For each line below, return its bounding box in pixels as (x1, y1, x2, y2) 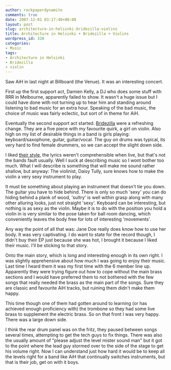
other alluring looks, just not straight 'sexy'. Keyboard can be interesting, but (5, 200, 166, 206)
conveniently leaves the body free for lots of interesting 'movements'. (5, 216, 152, 223)
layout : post (5, 21, 33, 27)
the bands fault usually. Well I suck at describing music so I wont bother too (5, 157, 164, 164)
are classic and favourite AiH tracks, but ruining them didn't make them (5, 285, 155, 291)
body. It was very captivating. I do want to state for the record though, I (5, 231, 155, 238)
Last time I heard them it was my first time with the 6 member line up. (5, 263, 151, 269)
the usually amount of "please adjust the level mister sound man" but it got (5, 337, 162, 343)
